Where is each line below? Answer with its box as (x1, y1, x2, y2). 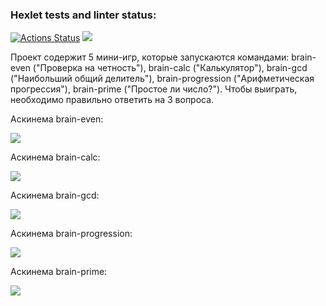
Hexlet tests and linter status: (10, 8, 157, 22)
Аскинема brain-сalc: (10, 151, 101, 163)
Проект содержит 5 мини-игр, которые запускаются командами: (10, 51, 290, 63)
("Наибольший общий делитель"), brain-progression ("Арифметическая (10, 73, 315, 85)
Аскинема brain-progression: (10, 228, 133, 240)
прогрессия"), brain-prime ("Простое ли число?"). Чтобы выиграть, (10, 83, 298, 95)
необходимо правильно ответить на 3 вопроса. (10, 94, 215, 106)
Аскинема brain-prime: (10, 266, 108, 278)
